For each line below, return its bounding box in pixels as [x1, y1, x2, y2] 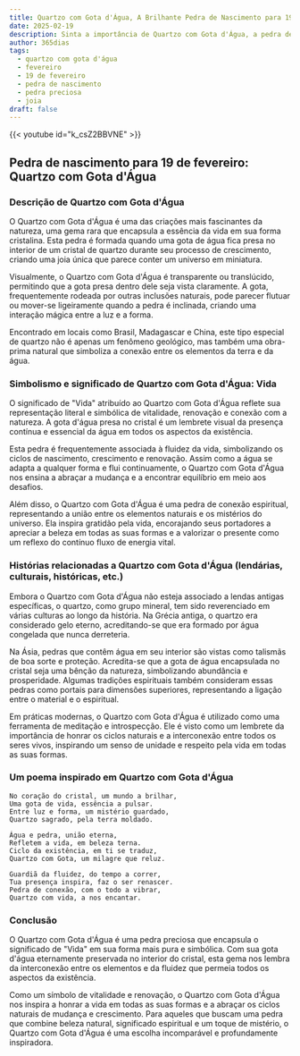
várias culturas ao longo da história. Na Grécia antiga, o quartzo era [9, 610, 258, 621]
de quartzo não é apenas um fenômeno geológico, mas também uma [9, 336, 263, 347]
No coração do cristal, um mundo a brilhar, [9, 791, 178, 800]
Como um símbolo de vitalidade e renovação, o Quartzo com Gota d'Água [9, 990, 280, 1001]
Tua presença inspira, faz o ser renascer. [9, 877, 174, 886]
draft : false [9, 105, 58, 114]
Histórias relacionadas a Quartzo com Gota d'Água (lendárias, [9, 560, 283, 572]
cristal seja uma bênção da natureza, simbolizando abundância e [9, 665, 248, 676]
